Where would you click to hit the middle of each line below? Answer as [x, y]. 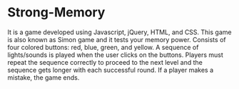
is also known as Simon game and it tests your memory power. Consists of [117, 39]
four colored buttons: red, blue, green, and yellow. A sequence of [103, 47]
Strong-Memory [56, 12]
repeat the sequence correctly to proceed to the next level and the [105, 62]
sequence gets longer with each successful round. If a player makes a [111, 70]
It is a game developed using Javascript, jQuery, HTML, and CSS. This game [119, 32]
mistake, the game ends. [44, 77]
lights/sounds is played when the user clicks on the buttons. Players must [115, 55]
